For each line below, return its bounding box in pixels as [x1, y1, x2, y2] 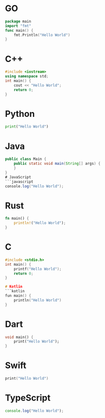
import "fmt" [5, 23, 31, 28]
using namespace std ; [5, 74, 49, 79]
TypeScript [5, 392, 51, 403]
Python [5, 108, 35, 119]
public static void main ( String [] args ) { [14, 161, 101, 166]
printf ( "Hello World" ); [14, 266, 62, 272]
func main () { [5, 28, 34, 33]
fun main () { [5, 293, 31, 298]
